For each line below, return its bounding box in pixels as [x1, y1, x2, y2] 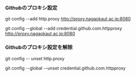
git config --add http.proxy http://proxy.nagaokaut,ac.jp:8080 [5, 16, 131, 22]
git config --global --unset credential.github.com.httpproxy [5, 65, 126, 71]
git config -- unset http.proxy [5, 55, 65, 61]
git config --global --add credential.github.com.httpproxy [5, 26, 123, 32]
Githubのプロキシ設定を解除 [5, 44, 73, 51]
